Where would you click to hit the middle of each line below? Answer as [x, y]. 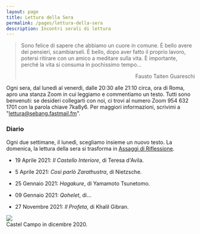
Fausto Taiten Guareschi [165, 76]
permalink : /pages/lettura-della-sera [54, 23]
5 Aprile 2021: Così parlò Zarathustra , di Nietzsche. [78, 172]
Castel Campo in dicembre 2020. [47, 224]
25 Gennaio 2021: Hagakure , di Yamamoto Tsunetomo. [82, 183]
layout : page [22, 12]
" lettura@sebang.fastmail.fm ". [43, 113]
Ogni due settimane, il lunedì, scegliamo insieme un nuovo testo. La [89, 142]
